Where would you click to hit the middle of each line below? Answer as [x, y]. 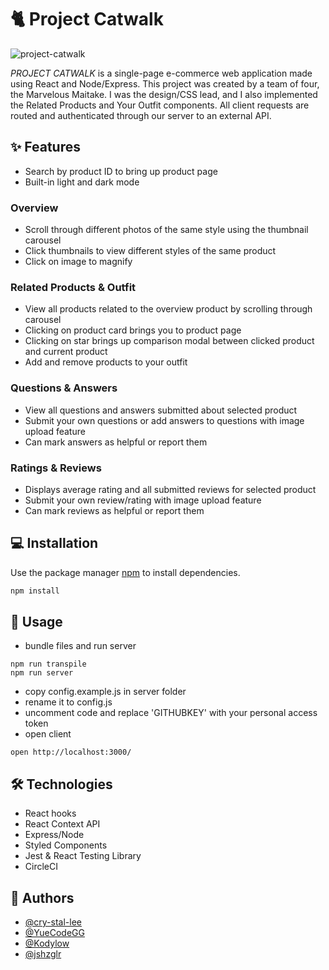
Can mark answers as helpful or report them [116, 442]
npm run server [42, 673]
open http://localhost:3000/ [71, 752]
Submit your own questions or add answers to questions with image [164, 420]
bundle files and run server [80, 646]
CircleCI [41, 867]
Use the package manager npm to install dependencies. [125, 572]
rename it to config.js [68, 702]
